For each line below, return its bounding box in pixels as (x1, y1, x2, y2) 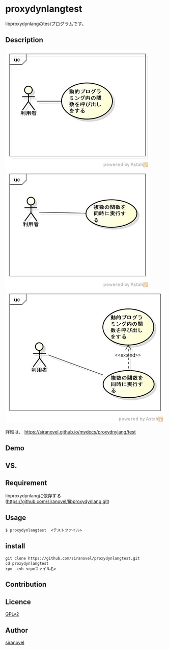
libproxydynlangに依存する (5, 493, 62, 499)
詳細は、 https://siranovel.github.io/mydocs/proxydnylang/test (5, 428, 136, 435)
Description (5, 36, 43, 44)
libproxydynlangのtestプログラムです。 (5, 20, 87, 27)
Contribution (5, 580, 47, 589)
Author (5, 626, 28, 635)
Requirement (5, 478, 47, 487)
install (5, 542, 25, 550)
